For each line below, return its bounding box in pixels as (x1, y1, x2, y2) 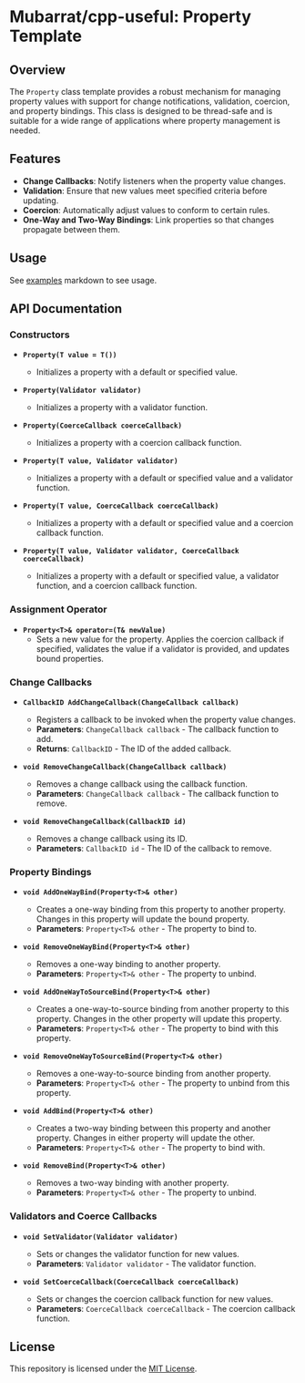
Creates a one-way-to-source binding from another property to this (36, 1004, 290, 1015)
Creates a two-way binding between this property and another (36, 1123, 271, 1134)
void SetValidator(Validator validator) (22, 1233, 178, 1242)
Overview (9, 62, 66, 77)
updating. (22, 194, 59, 206)
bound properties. (36, 653, 105, 664)
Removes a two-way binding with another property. (36, 1178, 229, 1189)
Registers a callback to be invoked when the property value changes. (36, 714, 296, 725)
